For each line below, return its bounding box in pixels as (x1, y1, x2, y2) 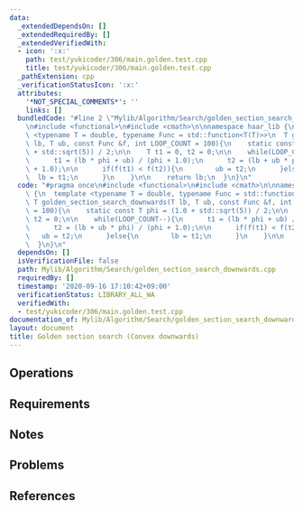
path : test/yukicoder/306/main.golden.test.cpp (25, 55, 207, 64)
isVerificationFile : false (17, 256, 119, 266)
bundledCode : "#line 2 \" (17, 114, 115, 123)
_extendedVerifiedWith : (17, 38, 106, 48)
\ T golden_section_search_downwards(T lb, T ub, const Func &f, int (25, 198, 293, 208)
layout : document (9, 324, 75, 333)
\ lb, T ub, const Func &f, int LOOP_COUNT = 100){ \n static (25, 139, 272, 148)
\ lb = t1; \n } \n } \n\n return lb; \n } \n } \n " (25, 172, 252, 181)
